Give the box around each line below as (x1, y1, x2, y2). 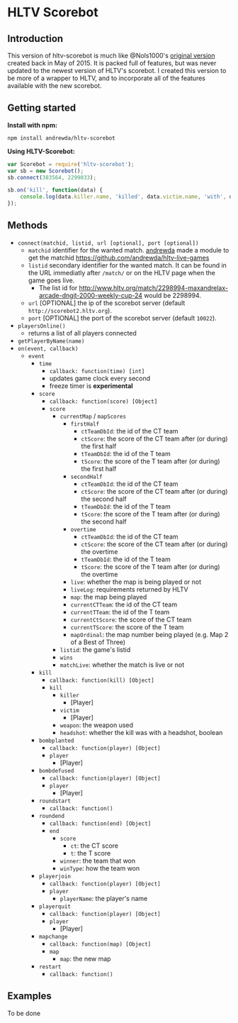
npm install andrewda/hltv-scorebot (7, 134, 115, 142)
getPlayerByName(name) (17, 338, 85, 345)
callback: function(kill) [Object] (49, 677, 154, 684)
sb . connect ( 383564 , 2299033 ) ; (7, 174, 97, 181)
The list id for (38, 283, 78, 292)
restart (38, 963, 62, 971)
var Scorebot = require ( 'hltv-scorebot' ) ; (7, 160, 135, 167)
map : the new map (59, 954, 111, 963)
